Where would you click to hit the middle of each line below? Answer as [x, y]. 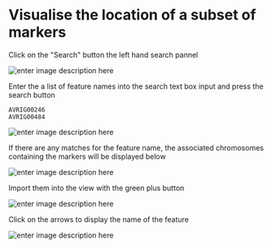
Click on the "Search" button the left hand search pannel [103, 54]
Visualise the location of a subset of [132, 15]
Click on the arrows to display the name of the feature [99, 219]
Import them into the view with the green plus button [97, 188]
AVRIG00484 [27, 117]
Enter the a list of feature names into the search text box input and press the [136, 86]
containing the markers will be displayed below [87, 156]
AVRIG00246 [27, 110]
